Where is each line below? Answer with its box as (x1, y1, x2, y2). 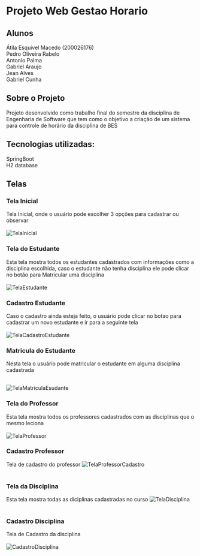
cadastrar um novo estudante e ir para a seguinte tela (6, 318, 138, 326)
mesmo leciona (6, 419, 44, 426)
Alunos (6, 28, 34, 38)
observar (6, 217, 29, 224)
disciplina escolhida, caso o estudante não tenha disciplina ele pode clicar (6, 265, 190, 272)
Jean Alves (6, 70, 34, 76)
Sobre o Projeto (6, 93, 65, 103)
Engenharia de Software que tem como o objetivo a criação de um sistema (6, 115, 190, 122)
